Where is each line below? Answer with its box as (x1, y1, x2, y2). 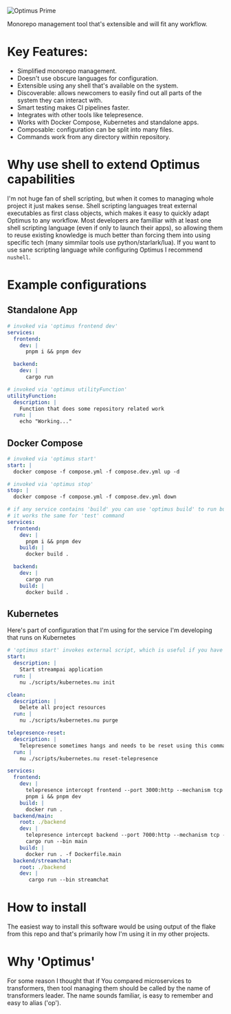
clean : (7, 691, 26, 698)
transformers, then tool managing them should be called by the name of (7, 984, 211, 992)
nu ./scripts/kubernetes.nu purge (19, 717, 118, 724)
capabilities (7, 172, 76, 187)
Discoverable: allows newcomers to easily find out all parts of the (16, 88, 202, 97)
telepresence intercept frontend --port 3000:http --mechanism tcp (25, 787, 223, 793)
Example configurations (7, 277, 147, 293)
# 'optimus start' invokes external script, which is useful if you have (7, 647, 223, 654)
